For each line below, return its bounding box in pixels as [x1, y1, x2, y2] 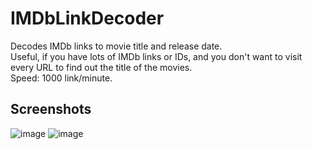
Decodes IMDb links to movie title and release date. [10, 40, 223, 52]
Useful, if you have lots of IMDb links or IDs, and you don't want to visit [10, 50, 303, 62]
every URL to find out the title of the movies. [10, 61, 193, 73]
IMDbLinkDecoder [10, 7, 165, 30]
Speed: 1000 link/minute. [10, 72, 113, 84]
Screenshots [10, 101, 92, 118]
